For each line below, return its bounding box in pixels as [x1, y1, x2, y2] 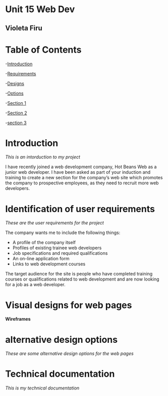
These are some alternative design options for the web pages [5, 350, 134, 357]
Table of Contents [5, 44, 82, 55]
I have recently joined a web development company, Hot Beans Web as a [5, 164, 157, 170]
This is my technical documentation [5, 385, 80, 391]
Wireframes [5, 316, 31, 322]
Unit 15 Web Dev [5, 4, 75, 15]
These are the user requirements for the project [5, 220, 104, 226]
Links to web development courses [12, 261, 86, 267]
